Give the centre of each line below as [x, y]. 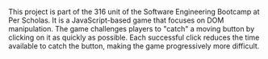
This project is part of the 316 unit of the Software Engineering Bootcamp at [134, 12]
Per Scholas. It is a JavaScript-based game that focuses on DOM [116, 20]
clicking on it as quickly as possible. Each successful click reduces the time [134, 37]
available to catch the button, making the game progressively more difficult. [134, 46]
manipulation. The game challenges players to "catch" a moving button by [132, 29]
